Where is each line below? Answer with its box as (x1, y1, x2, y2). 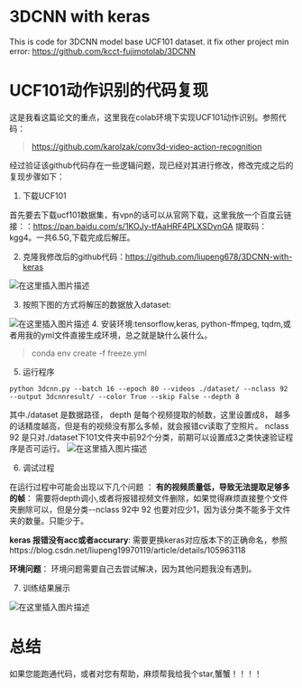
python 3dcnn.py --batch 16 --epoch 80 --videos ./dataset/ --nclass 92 (9, 384, 288, 394)
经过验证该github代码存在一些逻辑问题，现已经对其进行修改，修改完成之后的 (9, 160, 294, 171)
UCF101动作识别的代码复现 (9, 80, 209, 101)
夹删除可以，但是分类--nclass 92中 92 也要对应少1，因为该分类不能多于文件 (9, 504, 291, 515)
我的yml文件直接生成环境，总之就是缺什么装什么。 (24, 330, 213, 340)
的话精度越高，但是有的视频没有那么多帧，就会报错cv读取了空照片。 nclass (9, 420, 289, 431)
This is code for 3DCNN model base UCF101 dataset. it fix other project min (9, 36, 289, 47)
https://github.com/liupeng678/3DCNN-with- (124, 251, 293, 262)
